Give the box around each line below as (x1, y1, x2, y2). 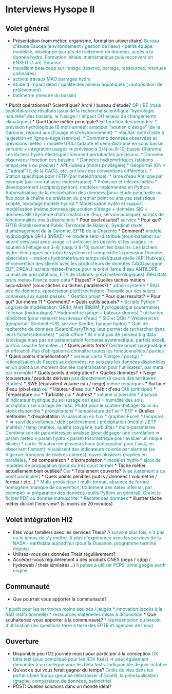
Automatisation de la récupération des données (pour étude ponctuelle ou (5, 190, 162, 196)
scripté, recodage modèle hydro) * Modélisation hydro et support (5, 200, 143, 207)
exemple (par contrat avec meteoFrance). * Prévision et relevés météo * (5, 179, 158, 184)
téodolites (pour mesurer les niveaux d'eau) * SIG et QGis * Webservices (5, 315, 159, 321)
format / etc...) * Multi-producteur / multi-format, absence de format (5, 479, 150, 485)
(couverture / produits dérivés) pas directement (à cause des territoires (5, 375, 156, 381)
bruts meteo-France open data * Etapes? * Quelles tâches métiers (5, 277, 146, 283)
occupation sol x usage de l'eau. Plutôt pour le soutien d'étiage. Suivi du (5, 402, 158, 408)
